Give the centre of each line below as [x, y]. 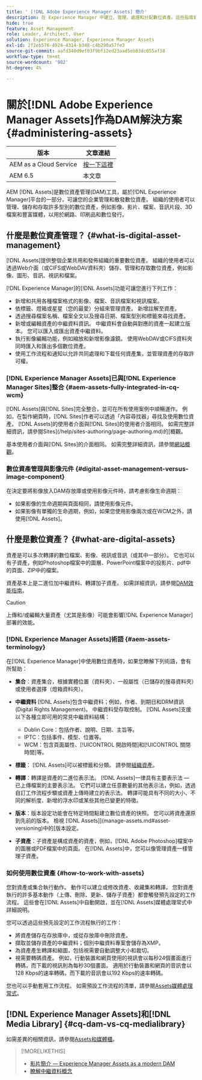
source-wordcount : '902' [37, 62]
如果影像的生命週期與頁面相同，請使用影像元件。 [75, 504]
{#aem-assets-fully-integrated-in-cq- [122, 387]
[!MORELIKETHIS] [43, 1051]
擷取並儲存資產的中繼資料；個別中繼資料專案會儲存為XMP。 [89, 943]
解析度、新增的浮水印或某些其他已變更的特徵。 [84, 800]
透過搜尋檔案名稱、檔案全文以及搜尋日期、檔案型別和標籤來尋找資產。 [102, 316]
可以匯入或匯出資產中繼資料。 [69, 331]
